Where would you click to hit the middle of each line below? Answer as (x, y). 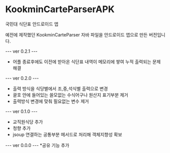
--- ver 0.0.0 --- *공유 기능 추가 (37, 145)
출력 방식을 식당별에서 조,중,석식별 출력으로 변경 (60, 88)
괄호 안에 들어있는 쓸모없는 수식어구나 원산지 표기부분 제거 (70, 95)
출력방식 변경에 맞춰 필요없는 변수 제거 (51, 101)
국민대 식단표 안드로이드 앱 (32, 24)
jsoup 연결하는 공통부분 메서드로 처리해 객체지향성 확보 (67, 134)
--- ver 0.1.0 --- (21, 111)
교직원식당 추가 (28, 122)
